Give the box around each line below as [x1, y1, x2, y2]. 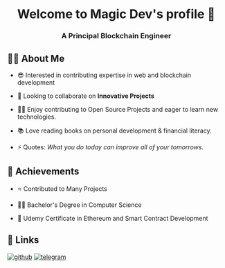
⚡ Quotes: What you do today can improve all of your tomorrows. [17, 142, 204, 151]
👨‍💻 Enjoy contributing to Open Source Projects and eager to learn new [17, 105, 219, 113]
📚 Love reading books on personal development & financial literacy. [17, 126, 213, 135]
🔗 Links [7, 234, 39, 246]
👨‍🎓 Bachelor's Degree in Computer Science [17, 201, 142, 209]
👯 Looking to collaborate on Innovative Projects [17, 92, 154, 100]
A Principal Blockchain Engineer [61, 31, 172, 41]
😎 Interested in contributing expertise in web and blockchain [17, 71, 192, 79]
